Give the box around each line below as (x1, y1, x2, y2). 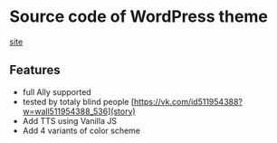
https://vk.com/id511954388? (134, 96, 243, 107)
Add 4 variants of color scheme (22, 125, 141, 136)
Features (9, 62, 61, 78)
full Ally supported (22, 86, 92, 97)
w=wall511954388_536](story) (22, 106, 136, 117)
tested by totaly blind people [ (22, 96, 135, 107)
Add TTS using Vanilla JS (22, 115, 118, 126)
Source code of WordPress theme (9, 6, 269, 27)
